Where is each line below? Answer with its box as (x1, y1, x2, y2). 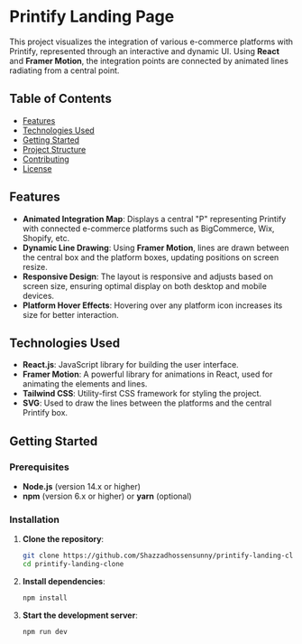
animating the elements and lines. (22, 378, 148, 389)
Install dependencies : (22, 576, 105, 587)
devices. (22, 290, 55, 301)
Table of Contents (9, 91, 113, 107)
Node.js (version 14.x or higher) (22, 481, 142, 492)
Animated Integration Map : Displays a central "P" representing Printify (22, 213, 287, 224)
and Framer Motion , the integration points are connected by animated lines (9, 55, 288, 66)
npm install (22, 593, 68, 602)
